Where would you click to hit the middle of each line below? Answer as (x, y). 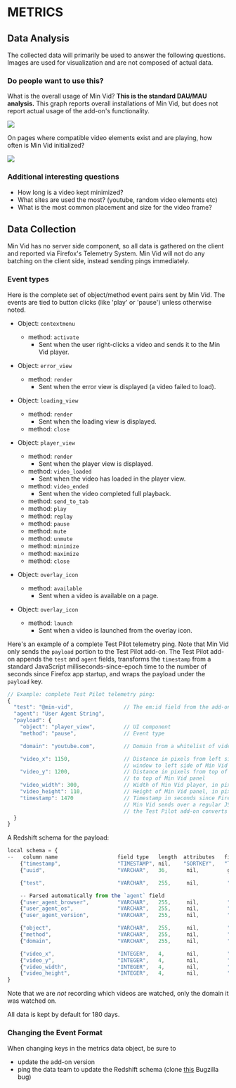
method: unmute (50, 538)
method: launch (50, 623)
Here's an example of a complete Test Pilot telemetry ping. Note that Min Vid (118, 644)
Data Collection (42, 229)
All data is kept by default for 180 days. (64, 1015)
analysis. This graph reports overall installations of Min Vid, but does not (113, 103)
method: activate (53, 337)
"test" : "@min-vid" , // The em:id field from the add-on (122, 707)
